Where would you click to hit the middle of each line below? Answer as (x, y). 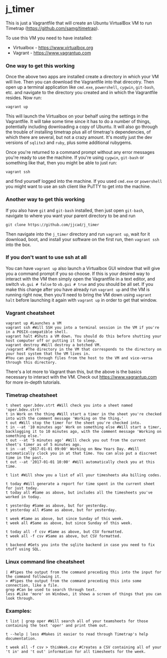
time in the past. (25, 458)
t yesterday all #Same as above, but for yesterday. (61, 510)
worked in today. (24, 497)
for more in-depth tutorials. (33, 383)
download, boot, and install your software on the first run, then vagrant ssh (83, 239)
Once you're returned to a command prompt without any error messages (80, 152)
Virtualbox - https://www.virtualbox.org (53, 47)
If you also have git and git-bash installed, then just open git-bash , (75, 210)
